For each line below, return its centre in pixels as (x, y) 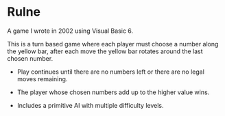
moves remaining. (42, 78)
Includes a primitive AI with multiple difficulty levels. (90, 105)
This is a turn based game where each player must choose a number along (113, 44)
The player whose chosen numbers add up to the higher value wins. (113, 92)
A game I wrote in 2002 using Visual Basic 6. (70, 31)
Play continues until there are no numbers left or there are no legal (110, 72)
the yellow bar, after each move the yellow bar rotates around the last (105, 51)
